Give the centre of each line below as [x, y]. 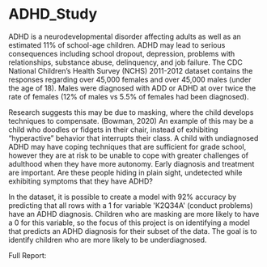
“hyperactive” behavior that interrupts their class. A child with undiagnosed [133, 138]
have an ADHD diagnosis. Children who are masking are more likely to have [134, 214]
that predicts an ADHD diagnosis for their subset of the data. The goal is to [133, 231]
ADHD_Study [53, 14]
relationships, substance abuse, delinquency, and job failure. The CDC [125, 62]
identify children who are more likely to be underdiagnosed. [108, 239]
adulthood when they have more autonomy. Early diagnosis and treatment [131, 163]
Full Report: [28, 255]
